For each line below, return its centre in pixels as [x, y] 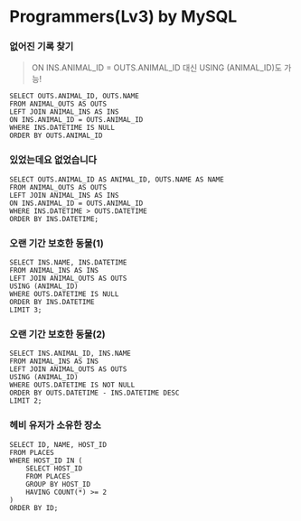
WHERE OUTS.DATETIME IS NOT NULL [72, 386]
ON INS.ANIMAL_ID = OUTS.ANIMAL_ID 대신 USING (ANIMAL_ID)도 [157, 68]
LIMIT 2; [26, 401]
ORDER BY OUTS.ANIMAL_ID [56, 136]
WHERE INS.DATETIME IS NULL [62, 128]
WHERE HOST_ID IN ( [46, 461]
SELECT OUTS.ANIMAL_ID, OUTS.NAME [75, 97]
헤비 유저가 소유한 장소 [56, 425]
